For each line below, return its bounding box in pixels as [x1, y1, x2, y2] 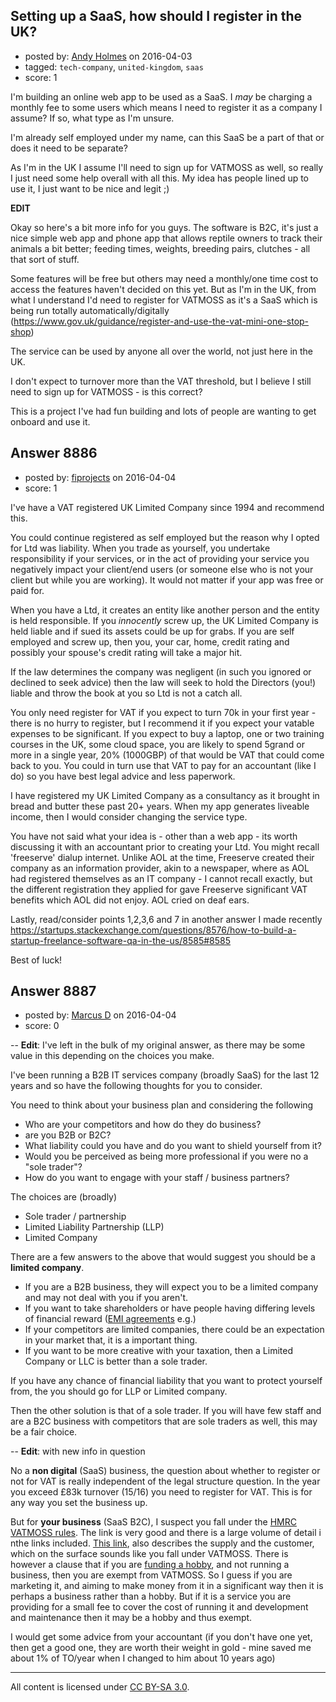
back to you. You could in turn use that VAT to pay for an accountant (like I [10, 759, 317, 771]
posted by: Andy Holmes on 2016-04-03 [24, 50, 193, 62]
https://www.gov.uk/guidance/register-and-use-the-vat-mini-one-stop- [13, 315, 310, 327]
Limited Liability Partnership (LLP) [24, 1221, 165, 1233]
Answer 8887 [10, 983, 97, 1000]
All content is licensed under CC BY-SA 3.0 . [10, 1681, 190, 1693]
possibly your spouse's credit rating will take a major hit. [10, 646, 243, 658]
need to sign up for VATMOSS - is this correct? [10, 385, 203, 398]
